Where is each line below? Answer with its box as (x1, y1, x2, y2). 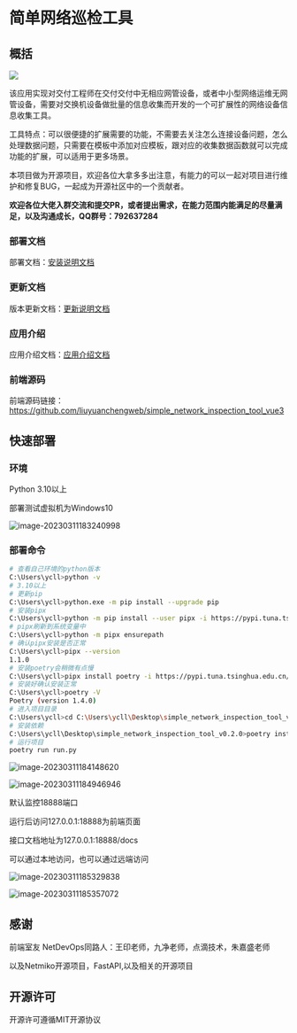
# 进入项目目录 (9, 705, 57, 714)
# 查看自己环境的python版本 (9, 564, 101, 574)
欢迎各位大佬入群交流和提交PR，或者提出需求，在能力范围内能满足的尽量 (9, 200, 276, 210)
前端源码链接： (9, 395, 64, 406)
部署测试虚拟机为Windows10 (9, 502, 113, 513)
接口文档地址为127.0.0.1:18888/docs (9, 835, 139, 846)
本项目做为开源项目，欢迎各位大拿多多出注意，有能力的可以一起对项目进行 (9, 170, 280, 180)
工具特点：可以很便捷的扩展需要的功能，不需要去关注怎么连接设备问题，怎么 (9, 129, 288, 139)
